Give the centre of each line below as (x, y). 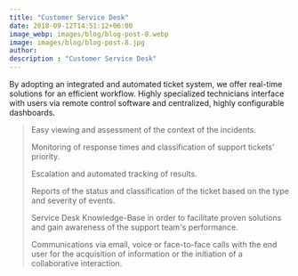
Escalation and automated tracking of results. (114, 174)
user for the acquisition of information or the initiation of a (137, 254)
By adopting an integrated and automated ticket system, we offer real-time (146, 84)
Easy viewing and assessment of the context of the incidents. (143, 130)
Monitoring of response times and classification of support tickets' (153, 147)
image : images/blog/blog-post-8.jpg (77, 42)
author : (24, 51)
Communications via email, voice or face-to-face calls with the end (154, 244)
